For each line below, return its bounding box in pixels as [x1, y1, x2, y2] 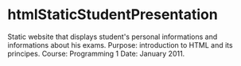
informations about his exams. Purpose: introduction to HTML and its [7, 40, 233, 49]
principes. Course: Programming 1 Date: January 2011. [7, 49, 185, 58]
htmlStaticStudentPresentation [7, 6, 218, 24]
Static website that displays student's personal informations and [7, 32, 218, 41]
